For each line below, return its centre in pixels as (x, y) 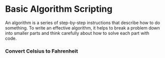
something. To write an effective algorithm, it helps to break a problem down (82, 28)
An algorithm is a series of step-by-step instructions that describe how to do (82, 23)
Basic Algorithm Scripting (59, 9)
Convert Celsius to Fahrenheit (42, 51)
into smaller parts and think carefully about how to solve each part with (77, 33)
